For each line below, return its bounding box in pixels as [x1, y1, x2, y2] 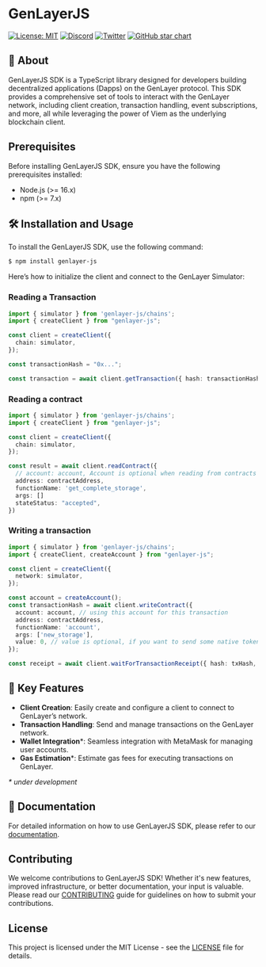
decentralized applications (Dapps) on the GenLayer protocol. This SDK [8, 83, 241, 93]
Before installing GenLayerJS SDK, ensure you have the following [8, 161, 221, 170]
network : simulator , [15, 572, 83, 580]
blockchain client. [8, 117, 66, 127]
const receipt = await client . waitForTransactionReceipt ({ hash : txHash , [8, 659, 257, 668]
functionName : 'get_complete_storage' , [15, 484, 147, 492]
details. [8, 951, 32, 961]
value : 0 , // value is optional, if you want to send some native [15, 638, 239, 646]
